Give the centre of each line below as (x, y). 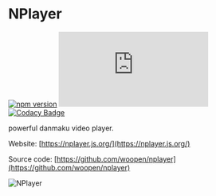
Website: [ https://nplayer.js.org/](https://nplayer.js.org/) (99, 143)
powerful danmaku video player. (61, 128)
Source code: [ (33, 159)
